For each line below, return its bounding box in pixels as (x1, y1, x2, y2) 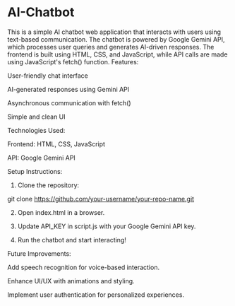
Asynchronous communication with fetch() (7, 98, 132, 107)
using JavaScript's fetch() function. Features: (7, 57, 139, 66)
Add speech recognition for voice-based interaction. (7, 263, 160, 271)
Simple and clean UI (7, 112, 66, 121)
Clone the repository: (17, 181, 80, 189)
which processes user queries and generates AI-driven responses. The (7, 42, 215, 51)
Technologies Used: (7, 126, 66, 134)
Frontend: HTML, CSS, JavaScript (7, 139, 106, 148)
